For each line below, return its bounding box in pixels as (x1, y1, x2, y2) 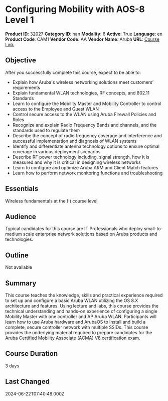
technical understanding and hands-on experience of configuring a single (5, 308, 158, 314)
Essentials (5, 184, 39, 193)
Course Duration (5, 349, 58, 358)
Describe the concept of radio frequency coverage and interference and (12, 132, 162, 139)
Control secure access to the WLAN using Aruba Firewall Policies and (12, 111, 156, 117)
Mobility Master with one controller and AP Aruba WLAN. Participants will (5, 314, 157, 320)
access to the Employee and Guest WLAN (12, 106, 99, 112)
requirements (12, 84, 40, 90)
